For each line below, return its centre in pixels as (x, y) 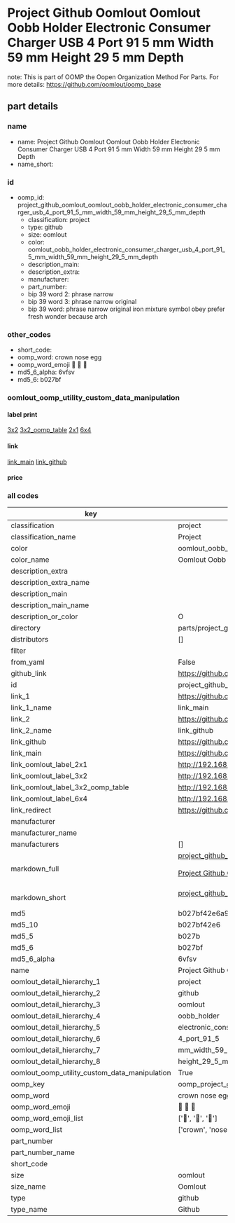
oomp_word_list (37, 1130)
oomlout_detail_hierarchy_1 (56, 982)
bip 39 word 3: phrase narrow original (82, 301)
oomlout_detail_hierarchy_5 (56, 1028)
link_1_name (31, 707)
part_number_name (43, 1152)
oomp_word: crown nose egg (59, 357)
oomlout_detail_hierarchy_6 (56, 1039)
